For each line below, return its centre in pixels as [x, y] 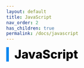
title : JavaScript [29, 17]
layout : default [26, 12]
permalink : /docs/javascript [42, 34]
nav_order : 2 [22, 22]
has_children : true [30, 28]
